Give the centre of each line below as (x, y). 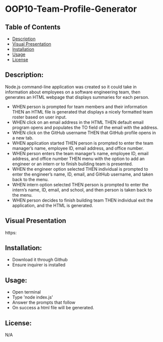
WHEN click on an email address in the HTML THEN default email (78, 122)
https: (11, 232)
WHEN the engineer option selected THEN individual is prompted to (80, 169)
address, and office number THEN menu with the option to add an (78, 159)
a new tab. (23, 137)
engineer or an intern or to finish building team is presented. (72, 164)
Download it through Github (40, 260)
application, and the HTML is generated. (52, 205)
